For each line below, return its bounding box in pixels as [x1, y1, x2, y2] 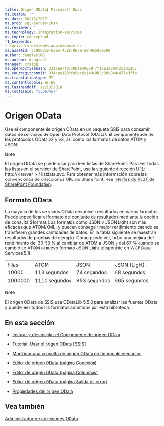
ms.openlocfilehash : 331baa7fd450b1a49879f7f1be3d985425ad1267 [5, 67, 137, 71]
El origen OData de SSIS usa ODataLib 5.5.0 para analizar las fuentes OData [5, 299, 158, 305]
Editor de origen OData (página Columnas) [12, 369, 98, 375]
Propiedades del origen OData [12, 388, 73, 394]
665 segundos [115, 277, 149, 284]
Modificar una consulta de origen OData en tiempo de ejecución [12, 350, 142, 356]
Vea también [5, 403, 45, 411]
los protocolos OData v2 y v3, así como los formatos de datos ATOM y [5, 136, 147, 142]
